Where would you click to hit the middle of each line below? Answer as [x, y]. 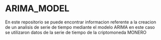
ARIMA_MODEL [37, 9]
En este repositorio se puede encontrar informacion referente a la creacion [80, 22]
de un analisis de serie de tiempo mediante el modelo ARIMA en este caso [80, 27]
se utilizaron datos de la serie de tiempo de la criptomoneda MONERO [76, 32]
